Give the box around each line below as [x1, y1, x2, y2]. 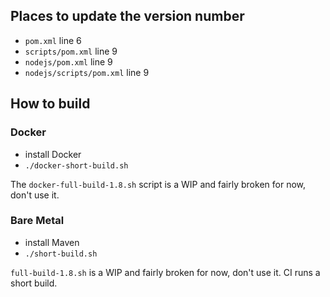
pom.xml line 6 [24, 34, 82, 46]
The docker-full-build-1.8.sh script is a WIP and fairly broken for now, [10, 178, 306, 190]
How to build [10, 95, 91, 113]
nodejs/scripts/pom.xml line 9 [24, 66, 150, 78]
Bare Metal [10, 214, 65, 228]
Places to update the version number [10, 8, 245, 25]
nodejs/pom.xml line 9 [24, 55, 113, 68]
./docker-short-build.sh [24, 160, 129, 171]
